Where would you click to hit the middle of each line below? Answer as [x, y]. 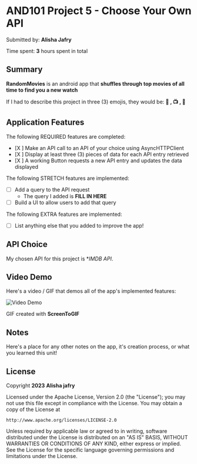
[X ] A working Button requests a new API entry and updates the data [98, 161]
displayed [26, 166]
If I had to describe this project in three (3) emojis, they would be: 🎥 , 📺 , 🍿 [96, 102]
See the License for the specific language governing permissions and [90, 450]
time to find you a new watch [42, 90]
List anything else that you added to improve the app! [79, 225]
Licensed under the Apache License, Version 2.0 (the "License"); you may [96, 397]
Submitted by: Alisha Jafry [39, 39]
